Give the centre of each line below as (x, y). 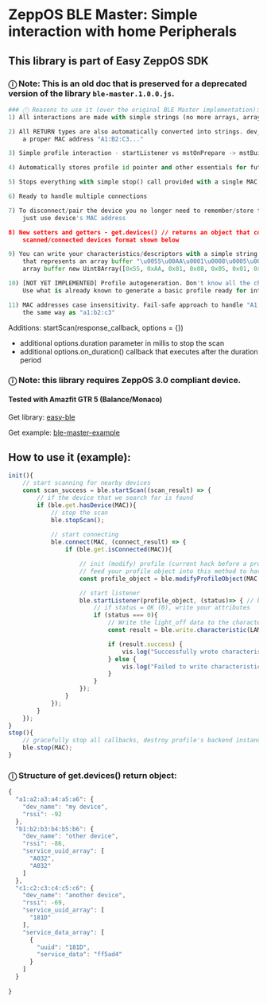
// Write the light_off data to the (168, 623)
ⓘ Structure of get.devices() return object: (93, 775)
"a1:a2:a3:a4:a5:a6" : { (54, 800)
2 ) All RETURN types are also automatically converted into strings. (126, 132)
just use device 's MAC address (74, 218)
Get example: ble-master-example (64, 432)
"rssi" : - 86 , (44, 844)
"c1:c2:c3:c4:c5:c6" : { (54, 888)
